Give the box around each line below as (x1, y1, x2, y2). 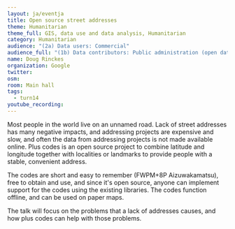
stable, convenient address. (7, 157, 87, 165)
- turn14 (13, 95, 39, 102)
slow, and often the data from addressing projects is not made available (7, 135, 213, 143)
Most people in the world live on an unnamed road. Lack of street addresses (7, 120, 227, 128)
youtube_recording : (7, 101, 64, 108)
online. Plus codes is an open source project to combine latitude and (7, 142, 205, 151)
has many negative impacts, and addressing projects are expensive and (7, 127, 214, 136)
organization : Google (7, 62, 71, 69)
